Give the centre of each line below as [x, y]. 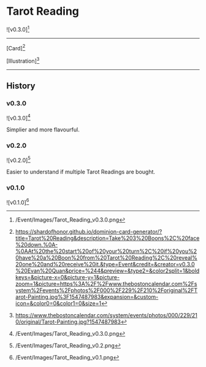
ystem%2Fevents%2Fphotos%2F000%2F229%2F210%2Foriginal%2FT [106, 290]
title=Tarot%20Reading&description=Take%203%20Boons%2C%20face [107, 238]
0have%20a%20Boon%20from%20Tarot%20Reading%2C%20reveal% [106, 258]
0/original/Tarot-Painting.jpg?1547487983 [68, 322]
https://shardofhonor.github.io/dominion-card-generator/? [89, 232]
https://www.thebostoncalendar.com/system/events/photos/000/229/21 [106, 315]
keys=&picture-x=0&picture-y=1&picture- [67, 277]
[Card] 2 [16, 47]
